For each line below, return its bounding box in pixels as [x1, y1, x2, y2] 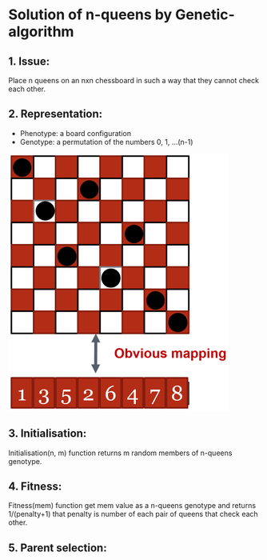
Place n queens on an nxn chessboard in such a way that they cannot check [8, 76, 260, 85]
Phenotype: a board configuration [19, 128, 132, 138]
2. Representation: [8, 107, 103, 121]
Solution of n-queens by [8, 6, 173, 24]
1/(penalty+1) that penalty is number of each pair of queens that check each [8, 510, 258, 519]
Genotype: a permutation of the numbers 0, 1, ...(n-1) [19, 137, 193, 146]
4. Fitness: [8, 480, 62, 494]
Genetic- [174, 6, 236, 24]
